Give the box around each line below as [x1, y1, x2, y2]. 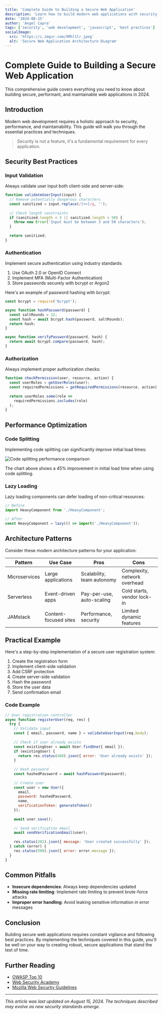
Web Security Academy [12, 979, 60, 985]
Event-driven [44, 590, 75, 597]
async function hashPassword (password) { [5, 308, 90, 313]
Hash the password [12, 679, 51, 685]
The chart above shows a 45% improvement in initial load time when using [5, 465, 154, 471]
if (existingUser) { [14, 749, 55, 754]
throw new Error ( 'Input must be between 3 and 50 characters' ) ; [14, 220, 147, 224]
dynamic [121, 613, 142, 620]
